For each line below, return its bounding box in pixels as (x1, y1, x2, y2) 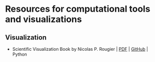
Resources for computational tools (5, 3, 151, 15)
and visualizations (5, 14, 82, 25)
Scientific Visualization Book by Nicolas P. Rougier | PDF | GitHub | (12, 46, 149, 52)
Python (12, 51, 27, 57)
